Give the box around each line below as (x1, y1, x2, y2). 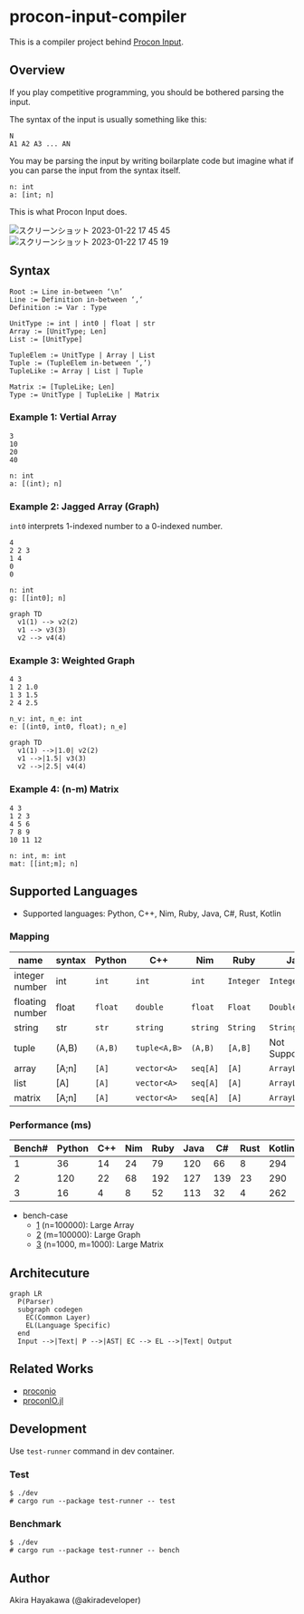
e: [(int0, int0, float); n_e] (9, 722, 128, 731)
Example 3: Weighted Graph (9, 654, 136, 667)
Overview (9, 63, 66, 78)
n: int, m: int (9, 851, 67, 860)
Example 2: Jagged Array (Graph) (9, 500, 160, 513)
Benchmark (9, 1517, 62, 1530)
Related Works (9, 1361, 94, 1377)
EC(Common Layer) (25, 1312, 91, 1322)
